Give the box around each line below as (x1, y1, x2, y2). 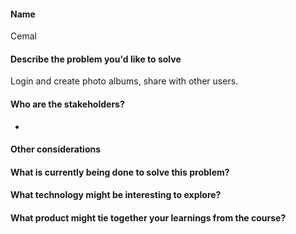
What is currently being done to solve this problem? (10, 166, 230, 178)
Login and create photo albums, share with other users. (10, 75, 239, 87)
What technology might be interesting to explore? (10, 189, 222, 201)
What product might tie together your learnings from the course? (10, 211, 287, 224)
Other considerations (10, 143, 102, 155)
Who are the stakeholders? (10, 98, 125, 110)
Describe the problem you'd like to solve (10, 53, 182, 65)
